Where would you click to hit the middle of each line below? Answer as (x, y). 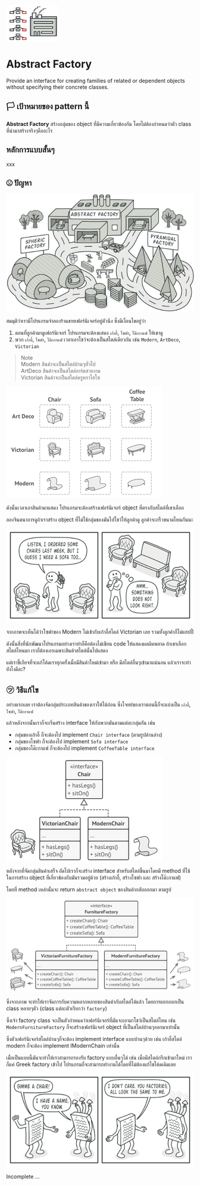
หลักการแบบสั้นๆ (30, 150)
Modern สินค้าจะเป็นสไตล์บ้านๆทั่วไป (58, 364)
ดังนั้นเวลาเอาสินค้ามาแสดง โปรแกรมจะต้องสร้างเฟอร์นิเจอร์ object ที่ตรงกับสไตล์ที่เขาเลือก (95, 508)
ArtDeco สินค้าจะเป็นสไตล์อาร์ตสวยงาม (60, 371)
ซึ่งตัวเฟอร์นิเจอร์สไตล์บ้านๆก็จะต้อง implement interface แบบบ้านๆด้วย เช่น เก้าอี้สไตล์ (94, 1039)
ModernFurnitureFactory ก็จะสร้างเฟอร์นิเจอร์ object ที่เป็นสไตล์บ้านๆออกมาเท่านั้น (93, 1027)
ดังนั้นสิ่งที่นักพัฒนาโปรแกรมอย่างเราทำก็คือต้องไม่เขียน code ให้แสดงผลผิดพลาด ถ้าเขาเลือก (96, 644)
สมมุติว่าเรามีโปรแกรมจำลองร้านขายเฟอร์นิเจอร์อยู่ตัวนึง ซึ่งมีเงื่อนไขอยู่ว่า (76, 321)
